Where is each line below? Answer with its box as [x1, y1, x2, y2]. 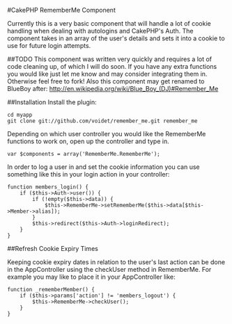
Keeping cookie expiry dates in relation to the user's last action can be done [7, 258, 225, 266]
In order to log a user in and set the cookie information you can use [7, 163, 200, 171]
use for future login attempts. [7, 42, 91, 49]
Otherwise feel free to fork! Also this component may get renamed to [7, 77, 205, 86]
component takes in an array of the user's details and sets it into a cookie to [7, 34, 225, 42]
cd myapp [7, 111, 33, 118]
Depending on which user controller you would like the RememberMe [7, 130, 206, 138]
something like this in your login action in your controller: [7, 170, 170, 178]
